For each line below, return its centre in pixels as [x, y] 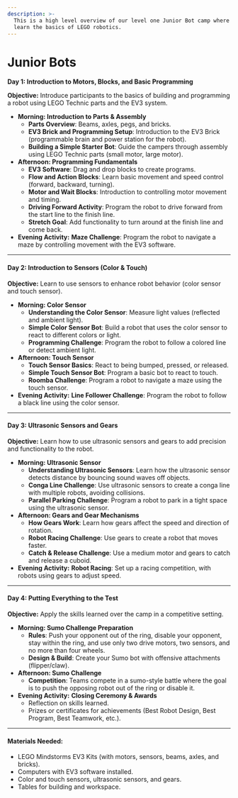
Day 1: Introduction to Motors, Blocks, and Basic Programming [100, 82]
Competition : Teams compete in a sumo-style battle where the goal [127, 680]
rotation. [40, 530]
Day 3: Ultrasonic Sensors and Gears [63, 425]
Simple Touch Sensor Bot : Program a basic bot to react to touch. [123, 372]
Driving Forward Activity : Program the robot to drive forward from [125, 207]
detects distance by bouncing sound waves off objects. [109, 477]
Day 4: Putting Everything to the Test [63, 598]
